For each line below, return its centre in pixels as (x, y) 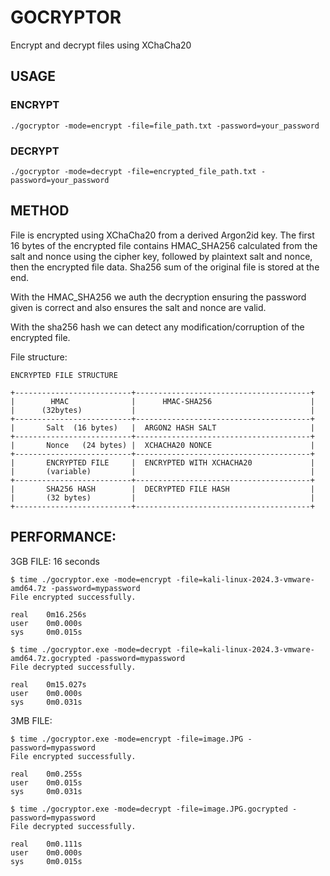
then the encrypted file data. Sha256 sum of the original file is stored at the (165, 267)
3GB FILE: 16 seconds (55, 561)
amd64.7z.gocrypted (51, 658)
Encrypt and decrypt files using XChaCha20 (101, 45)
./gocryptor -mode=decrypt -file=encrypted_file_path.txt (133, 171)
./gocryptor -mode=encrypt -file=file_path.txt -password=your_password (165, 126)
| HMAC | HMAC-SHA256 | (162, 401)
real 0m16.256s (48, 614)
